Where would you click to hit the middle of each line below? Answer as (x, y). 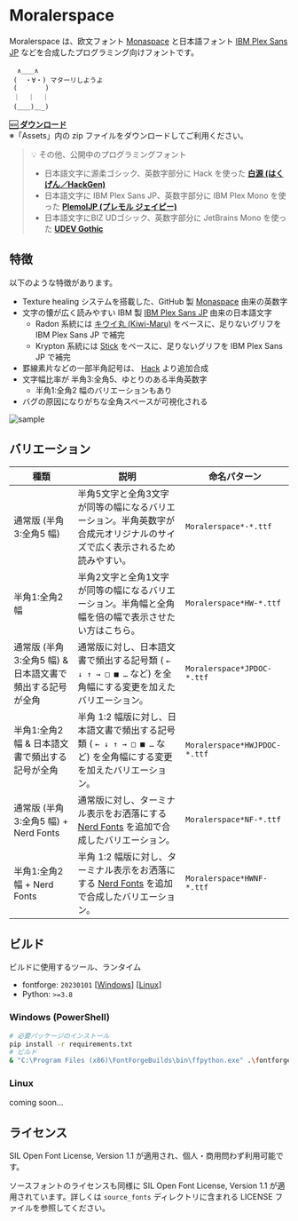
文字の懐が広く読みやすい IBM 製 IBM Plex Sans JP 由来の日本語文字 (147, 313)
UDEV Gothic (79, 228)
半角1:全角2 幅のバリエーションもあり (104, 390)
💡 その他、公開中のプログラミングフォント (109, 154)
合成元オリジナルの (118, 534)
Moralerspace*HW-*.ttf (233, 603)
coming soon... (36, 1103)
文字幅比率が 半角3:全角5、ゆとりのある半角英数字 (114, 379)
